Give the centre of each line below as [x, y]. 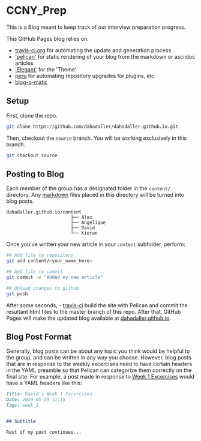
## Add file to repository [40, 256]
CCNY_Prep [37, 10]
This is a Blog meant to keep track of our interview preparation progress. [96, 27]
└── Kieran [84, 233]
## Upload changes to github [43, 288]
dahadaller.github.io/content [44, 212]
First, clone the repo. [32, 115]
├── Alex [82, 217]
